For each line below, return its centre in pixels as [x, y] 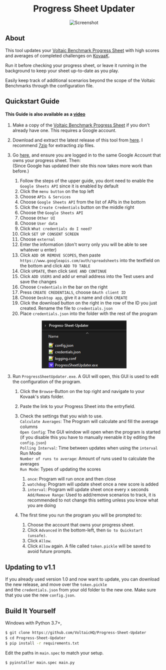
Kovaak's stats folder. [42, 397]
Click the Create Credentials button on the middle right [77, 207]
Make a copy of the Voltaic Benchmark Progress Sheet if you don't [81, 125]
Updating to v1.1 [30, 567]
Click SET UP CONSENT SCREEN [49, 234]
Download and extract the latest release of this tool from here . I [77, 140]
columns [29, 427]
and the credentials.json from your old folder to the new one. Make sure [81, 590]
